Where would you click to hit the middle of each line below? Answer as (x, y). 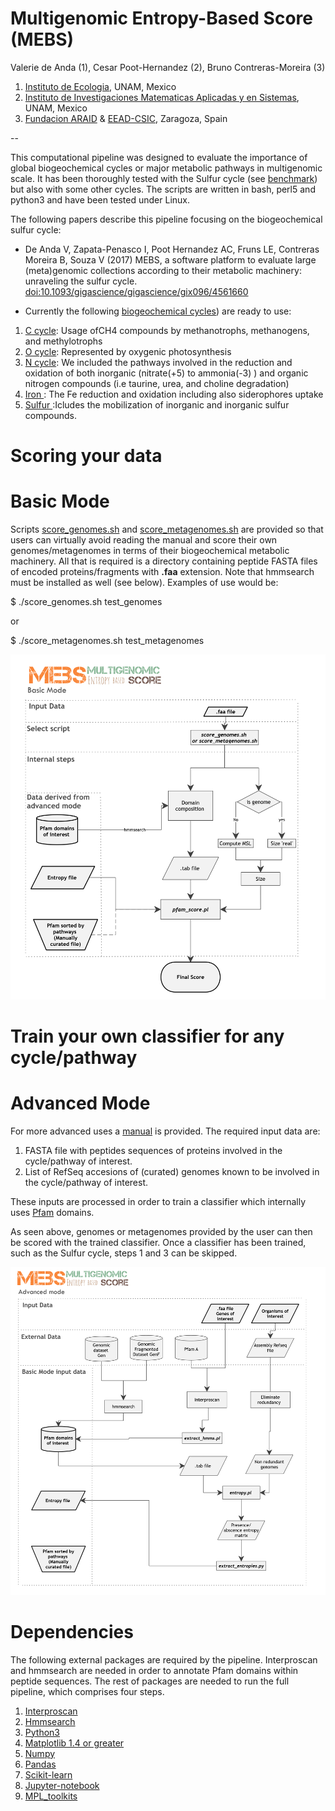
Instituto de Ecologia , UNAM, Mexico (100, 86)
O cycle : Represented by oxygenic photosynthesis (128, 351)
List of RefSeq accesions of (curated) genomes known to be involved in (172, 1172)
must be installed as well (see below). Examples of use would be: (144, 583)
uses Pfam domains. (52, 1213)
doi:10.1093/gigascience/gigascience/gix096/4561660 (136, 291)
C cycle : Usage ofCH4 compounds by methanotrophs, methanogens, (167, 330)
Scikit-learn (48, 1774)
